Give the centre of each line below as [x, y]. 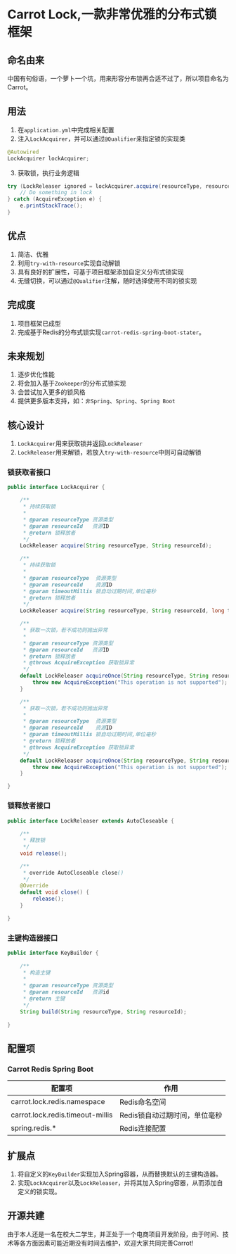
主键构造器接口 [33, 938]
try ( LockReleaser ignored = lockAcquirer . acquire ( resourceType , [105, 186]
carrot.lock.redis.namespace [58, 1102]
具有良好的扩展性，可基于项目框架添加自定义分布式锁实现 [100, 272]
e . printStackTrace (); [51, 206]
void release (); [44, 853]
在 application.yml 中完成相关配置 [66, 129]
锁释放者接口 [29, 806]
